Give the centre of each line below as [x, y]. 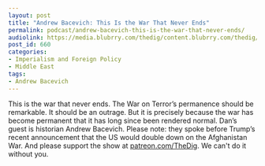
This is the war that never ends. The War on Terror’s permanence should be [131, 104]
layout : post [30, 15]
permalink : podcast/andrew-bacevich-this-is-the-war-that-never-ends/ [127, 30]
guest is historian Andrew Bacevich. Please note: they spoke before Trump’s [132, 129]
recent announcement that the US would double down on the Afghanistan [128, 137]
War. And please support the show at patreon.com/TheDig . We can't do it [127, 146]
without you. [28, 153]
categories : [28, 52]
